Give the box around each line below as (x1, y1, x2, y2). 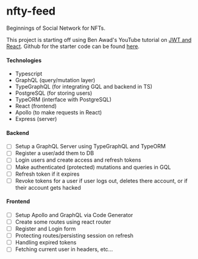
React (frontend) (15, 102, 57, 110)
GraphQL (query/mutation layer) (15, 77, 96, 84)
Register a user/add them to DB (15, 150, 94, 157)
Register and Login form (15, 225, 76, 232)
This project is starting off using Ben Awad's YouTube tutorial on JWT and (6, 36, 192, 43)
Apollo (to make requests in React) (15, 109, 102, 116)
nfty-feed (6, 4, 56, 18)
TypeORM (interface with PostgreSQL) (15, 96, 111, 103)
